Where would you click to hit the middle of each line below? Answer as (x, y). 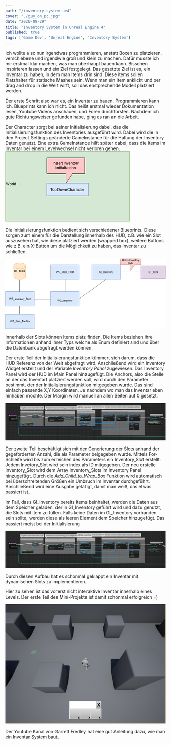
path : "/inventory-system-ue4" (38, 11)
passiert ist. (18, 492)
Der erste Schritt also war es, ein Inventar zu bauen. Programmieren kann (82, 101)
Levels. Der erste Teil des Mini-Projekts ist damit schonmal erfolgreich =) (82, 597)
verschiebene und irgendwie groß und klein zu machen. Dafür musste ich (82, 58)
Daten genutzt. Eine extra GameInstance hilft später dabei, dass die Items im (85, 143)
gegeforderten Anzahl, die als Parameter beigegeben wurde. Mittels (76, 454)
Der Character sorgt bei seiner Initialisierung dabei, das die (67, 127)
